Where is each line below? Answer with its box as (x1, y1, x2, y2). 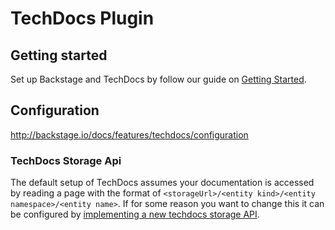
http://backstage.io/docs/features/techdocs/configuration (10, 128, 249, 141)
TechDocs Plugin (10, 7, 155, 30)
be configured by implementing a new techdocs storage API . (10, 208, 260, 221)
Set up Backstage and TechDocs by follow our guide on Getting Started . (10, 73, 307, 85)
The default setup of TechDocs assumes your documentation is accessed (10, 177, 315, 189)
